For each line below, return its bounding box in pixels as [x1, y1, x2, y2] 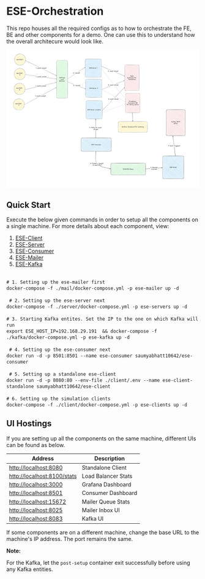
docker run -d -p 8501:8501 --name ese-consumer [6, 353, 133, 359]
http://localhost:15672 [9, 498, 66, 505]
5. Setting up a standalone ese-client [14, 371, 116, 378]
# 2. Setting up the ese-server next [9, 297, 105, 304]
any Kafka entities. [6, 566, 53, 573]
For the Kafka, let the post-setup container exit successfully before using [6, 559, 191, 566]
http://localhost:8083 [9, 515, 63, 523]
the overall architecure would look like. [6, 37, 104, 45]
